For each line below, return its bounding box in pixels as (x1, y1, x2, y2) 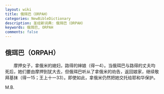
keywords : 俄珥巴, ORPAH (5, 25, 54, 30)
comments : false (5, 30, 38, 34)
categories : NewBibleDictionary (5, 16, 71, 21)
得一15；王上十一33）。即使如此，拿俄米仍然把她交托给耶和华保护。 (21, 75, 158, 80)
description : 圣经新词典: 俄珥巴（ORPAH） (5, 20, 85, 26)
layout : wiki (5, 7, 32, 12)
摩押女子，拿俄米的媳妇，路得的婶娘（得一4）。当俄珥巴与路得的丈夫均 (13, 63, 156, 68)
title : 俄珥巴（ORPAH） (5, 12, 50, 16)
